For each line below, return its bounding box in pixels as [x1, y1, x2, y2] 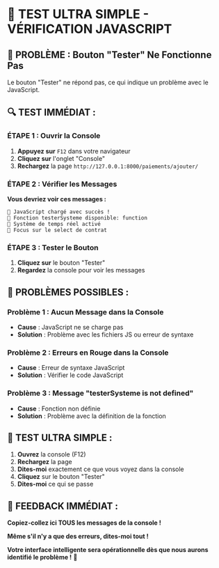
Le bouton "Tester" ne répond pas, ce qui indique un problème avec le [7, 78, 209, 86]
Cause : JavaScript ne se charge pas [17, 323, 124, 331]
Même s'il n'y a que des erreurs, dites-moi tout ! [7, 532, 149, 541]
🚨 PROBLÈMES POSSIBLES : [7, 286, 129, 298]
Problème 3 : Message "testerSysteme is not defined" [7, 388, 194, 398]
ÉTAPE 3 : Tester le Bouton [7, 243, 99, 252]
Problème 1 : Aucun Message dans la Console [7, 307, 164, 316]
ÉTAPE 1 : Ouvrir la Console [7, 131, 101, 141]
